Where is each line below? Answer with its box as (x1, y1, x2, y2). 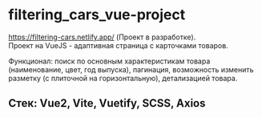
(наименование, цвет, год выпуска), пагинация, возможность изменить (8, 64, 254, 74)
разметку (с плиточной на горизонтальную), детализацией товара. (8, 73, 238, 83)
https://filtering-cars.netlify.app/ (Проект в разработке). (8, 32, 196, 42)
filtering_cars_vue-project (8, 6, 186, 24)
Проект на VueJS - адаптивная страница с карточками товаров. (8, 40, 228, 50)
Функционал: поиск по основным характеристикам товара (8, 56, 211, 66)
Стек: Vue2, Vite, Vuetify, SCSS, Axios (8, 96, 206, 110)
